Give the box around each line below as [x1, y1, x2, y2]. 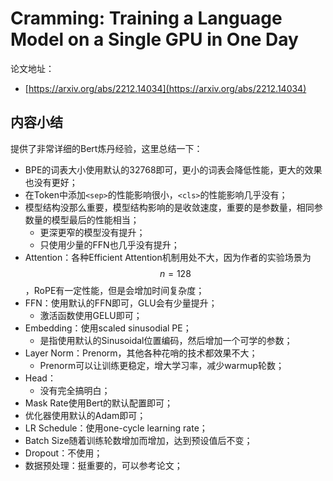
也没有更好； [24, 176, 78, 188]
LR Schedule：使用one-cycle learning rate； [24, 422, 208, 434]
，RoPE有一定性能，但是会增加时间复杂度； [24, 284, 205, 296]
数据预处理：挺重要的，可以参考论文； [24, 459, 183, 471]
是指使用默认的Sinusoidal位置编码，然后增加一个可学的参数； [39, 334, 293, 346]
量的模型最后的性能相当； [33, 213, 140, 226]
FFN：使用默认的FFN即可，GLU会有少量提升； [24, 297, 218, 309]
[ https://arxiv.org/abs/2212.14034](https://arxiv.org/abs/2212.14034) [24, 82, 307, 94]
